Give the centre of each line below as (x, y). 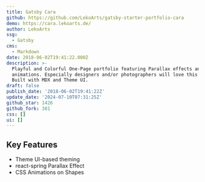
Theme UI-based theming (48, 159)
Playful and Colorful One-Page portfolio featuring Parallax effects (102, 69)
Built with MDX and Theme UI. (50, 80)
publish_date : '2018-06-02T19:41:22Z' (56, 92)
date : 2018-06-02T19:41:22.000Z (47, 57)
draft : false (23, 86)
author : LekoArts (28, 29)
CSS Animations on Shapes (49, 172)
